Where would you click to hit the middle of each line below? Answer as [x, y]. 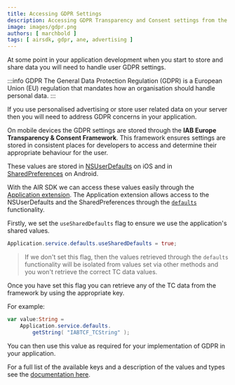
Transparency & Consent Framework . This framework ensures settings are [116, 138]
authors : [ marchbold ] [42, 33]
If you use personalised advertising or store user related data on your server [117, 109]
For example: [26, 306]
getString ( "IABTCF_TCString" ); [81, 332]
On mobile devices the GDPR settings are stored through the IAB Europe [112, 130]
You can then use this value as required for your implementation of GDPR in [116, 346]
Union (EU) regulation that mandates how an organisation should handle [111, 88]
